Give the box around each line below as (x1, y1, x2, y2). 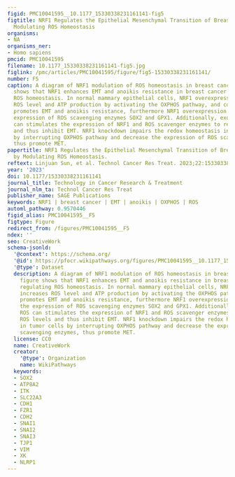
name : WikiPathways (20, 362, 77, 369)
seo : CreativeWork (7, 238, 61, 245)
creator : (13, 348, 39, 355)
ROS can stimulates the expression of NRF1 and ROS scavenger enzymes (20, 309, 230, 317)
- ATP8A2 (13, 380, 39, 388)
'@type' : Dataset (13, 264, 64, 271)
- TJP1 (13, 439, 33, 446)
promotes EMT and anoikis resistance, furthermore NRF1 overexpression (13, 108, 227, 115)
